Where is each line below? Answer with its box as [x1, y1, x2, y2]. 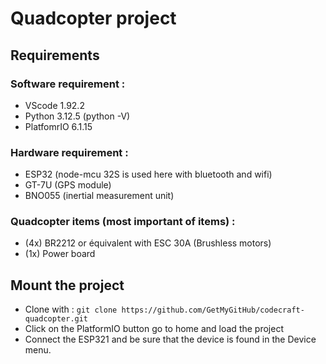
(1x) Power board [24, 248, 96, 260]
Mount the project [10, 277, 125, 294]
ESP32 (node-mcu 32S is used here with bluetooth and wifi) [24, 168, 273, 181]
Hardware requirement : [10, 145, 129, 159]
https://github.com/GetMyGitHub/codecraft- [121, 305, 305, 316]
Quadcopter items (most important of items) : [10, 215, 236, 229]
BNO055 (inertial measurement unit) [24, 190, 175, 202]
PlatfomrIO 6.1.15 [24, 120, 93, 132]
